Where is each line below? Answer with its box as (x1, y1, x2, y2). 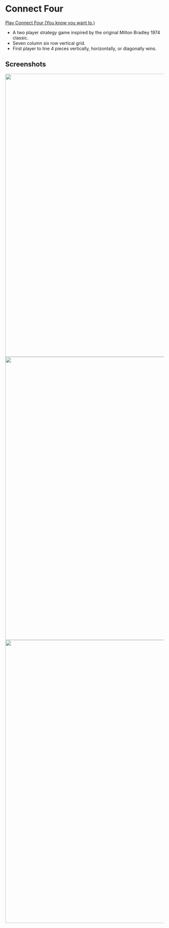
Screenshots (5, 60, 46, 68)
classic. (12, 35, 29, 41)
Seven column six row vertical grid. (12, 40, 86, 46)
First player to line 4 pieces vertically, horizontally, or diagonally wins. (12, 45, 157, 51)
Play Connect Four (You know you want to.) (5, 20, 96, 26)
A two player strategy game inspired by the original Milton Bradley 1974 (12, 29, 160, 35)
